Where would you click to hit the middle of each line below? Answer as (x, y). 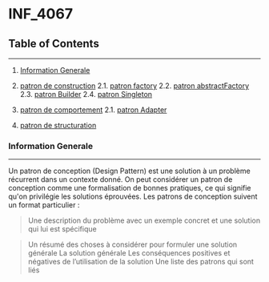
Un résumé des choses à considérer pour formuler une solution (132, 244)
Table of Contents (54, 44)
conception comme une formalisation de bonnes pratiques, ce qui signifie (130, 188)
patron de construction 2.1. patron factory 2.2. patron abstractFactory (134, 86)
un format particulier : (44, 205)
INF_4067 (41, 14)
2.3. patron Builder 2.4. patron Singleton (86, 94)
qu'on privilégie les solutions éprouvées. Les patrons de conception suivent (133, 196)
